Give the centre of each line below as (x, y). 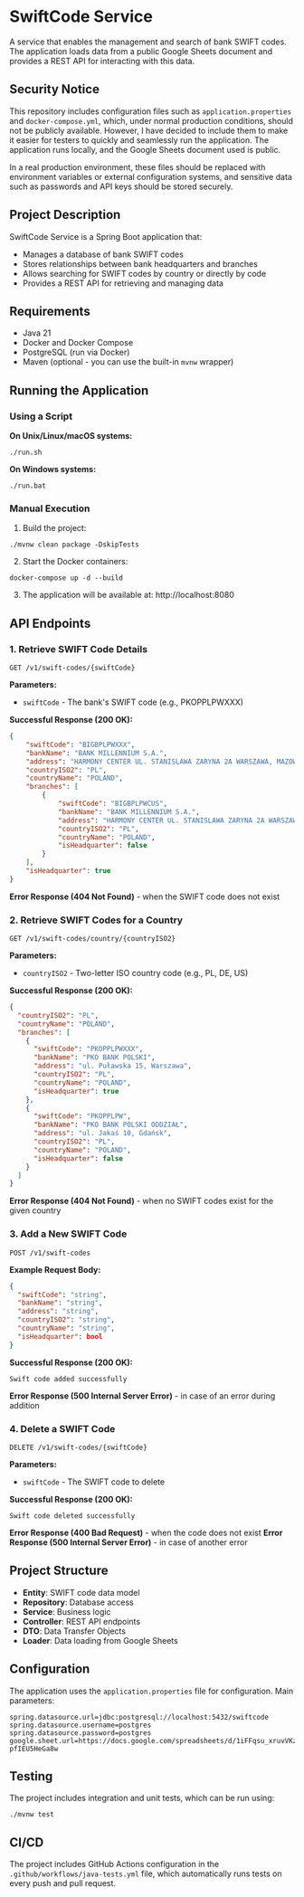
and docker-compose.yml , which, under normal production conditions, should (152, 120)
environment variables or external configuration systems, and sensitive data (151, 176)
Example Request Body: (55, 1269)
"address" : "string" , (58, 1312)
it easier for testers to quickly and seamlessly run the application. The (139, 140)
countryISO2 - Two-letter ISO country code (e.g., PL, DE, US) (135, 973)
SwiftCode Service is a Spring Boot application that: (106, 236)
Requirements (50, 311)
